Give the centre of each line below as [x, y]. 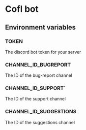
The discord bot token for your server [43, 52]
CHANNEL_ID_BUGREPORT [38, 65]
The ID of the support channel [36, 99]
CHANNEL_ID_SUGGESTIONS [41, 112]
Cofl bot [22, 9]
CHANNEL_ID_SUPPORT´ [35, 88]
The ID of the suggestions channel [40, 122]
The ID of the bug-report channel [39, 75]
